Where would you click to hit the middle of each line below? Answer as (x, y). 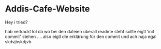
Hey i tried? (16, 22)
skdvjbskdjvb (18, 41)
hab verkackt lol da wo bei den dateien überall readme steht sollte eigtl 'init (80, 31)
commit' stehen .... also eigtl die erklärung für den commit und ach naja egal (81, 37)
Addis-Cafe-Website (48, 9)
